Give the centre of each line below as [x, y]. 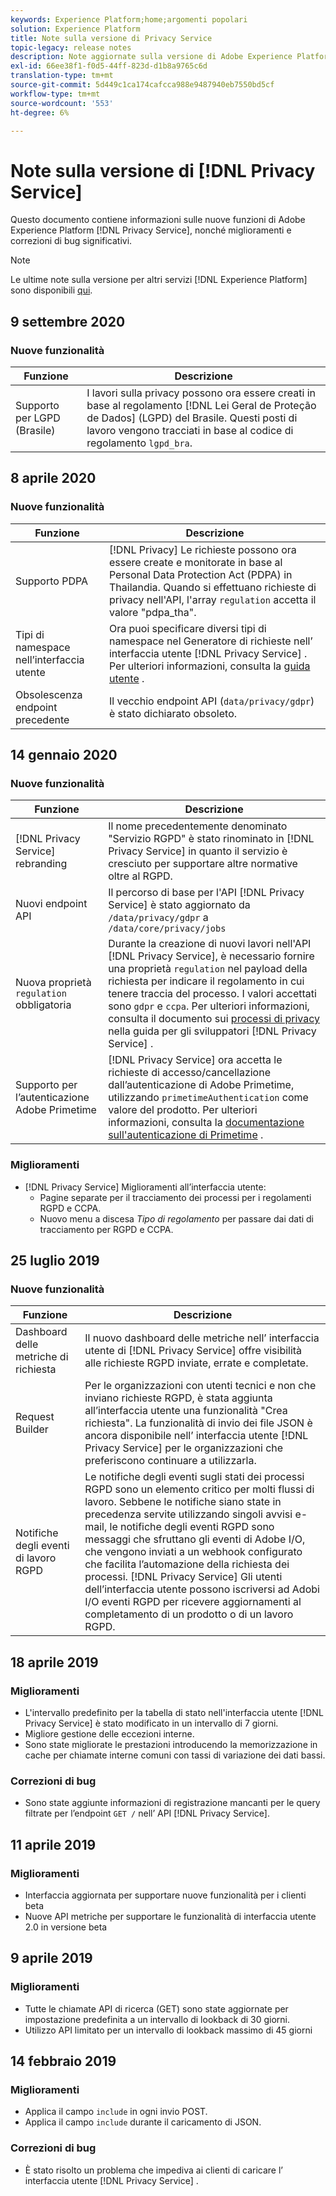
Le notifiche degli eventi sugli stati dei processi [194, 1477]
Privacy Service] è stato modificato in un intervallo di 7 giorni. [151, 1723]
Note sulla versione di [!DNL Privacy [163, 170]
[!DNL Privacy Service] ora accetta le [195, 1060]
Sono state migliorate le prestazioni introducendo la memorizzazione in [171, 1745]
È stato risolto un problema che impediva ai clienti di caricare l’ [153, 2170]
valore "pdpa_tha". [152, 612]
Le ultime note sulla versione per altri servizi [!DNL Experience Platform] [159, 280]
